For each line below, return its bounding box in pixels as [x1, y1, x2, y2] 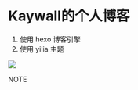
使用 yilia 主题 [19, 44, 64, 53]
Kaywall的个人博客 [8, 7, 130, 25]
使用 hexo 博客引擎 [19, 34, 81, 44]
